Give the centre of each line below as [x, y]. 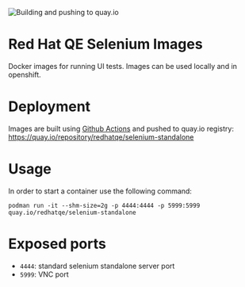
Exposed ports [57, 244]
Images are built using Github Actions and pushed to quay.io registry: [121, 128]
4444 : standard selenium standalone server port [97, 266]
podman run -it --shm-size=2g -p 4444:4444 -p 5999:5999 [104, 205]
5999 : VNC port [44, 274]
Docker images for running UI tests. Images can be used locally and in [123, 66]
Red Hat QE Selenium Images [106, 44]
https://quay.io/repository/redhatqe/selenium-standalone [101, 137]
